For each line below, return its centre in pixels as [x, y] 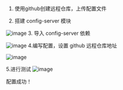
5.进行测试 [18, 69]
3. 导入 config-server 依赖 [59, 33]
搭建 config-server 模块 [43, 21]
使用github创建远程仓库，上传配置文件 [60, 8]
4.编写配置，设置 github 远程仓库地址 [73, 46]
